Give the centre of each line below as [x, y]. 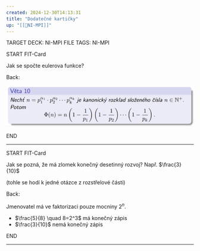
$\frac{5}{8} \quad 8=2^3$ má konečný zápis [71, 218]
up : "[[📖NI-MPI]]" [29, 25]
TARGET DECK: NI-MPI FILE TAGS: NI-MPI [58, 43]
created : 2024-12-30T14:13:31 [44, 12]
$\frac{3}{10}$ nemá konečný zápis [59, 224]
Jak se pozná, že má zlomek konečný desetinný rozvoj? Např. [82, 164]
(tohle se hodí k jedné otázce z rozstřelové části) [66, 182]
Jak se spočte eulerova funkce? [45, 66]
